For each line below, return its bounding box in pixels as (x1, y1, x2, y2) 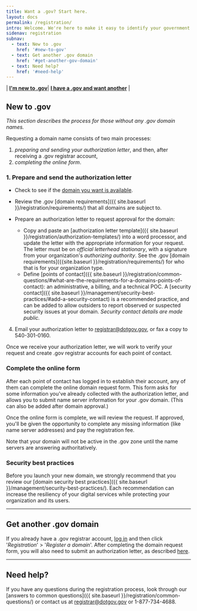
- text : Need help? (11, 63, 59, 69)
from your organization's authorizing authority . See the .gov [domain (23, 252, 190, 259)
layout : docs (6, 14, 38, 20)
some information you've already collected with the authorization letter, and (6, 390, 189, 397)
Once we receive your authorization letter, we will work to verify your (6, 343, 173, 350)
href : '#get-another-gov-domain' (16, 58, 98, 63)
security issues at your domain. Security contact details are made (23, 308, 183, 315)
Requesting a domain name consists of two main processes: (6, 135, 151, 142)
